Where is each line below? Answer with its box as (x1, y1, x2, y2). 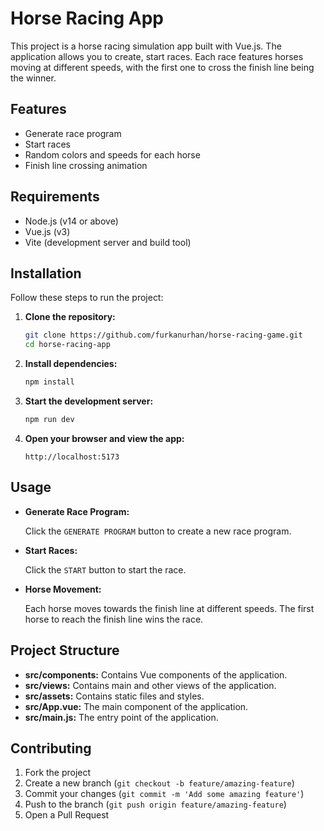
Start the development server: (24, 395, 154, 407)
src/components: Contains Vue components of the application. (24, 668, 288, 681)
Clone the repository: (24, 311, 116, 323)
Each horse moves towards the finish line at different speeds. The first (24, 602, 315, 614)
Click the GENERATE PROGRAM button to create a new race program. (24, 525, 292, 537)
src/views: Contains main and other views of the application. (24, 679, 277, 691)
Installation (10, 265, 82, 282)
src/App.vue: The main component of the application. (24, 700, 249, 712)
